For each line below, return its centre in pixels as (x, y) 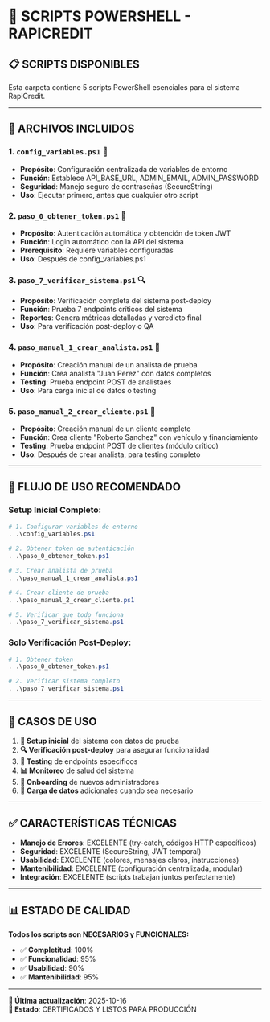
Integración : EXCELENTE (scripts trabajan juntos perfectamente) (127, 876)
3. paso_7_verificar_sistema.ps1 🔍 (77, 280)
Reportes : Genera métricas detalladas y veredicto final (111, 318)
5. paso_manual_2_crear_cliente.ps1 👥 (82, 411)
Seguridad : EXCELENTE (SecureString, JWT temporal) (110, 851)
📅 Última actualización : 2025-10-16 (67, 1000)
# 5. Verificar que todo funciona (66, 614)
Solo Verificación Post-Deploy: (70, 642)
